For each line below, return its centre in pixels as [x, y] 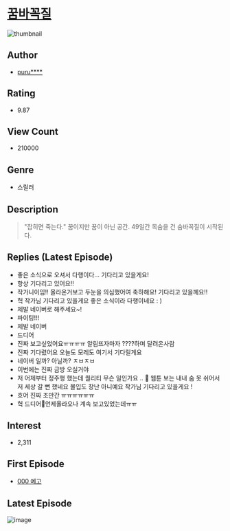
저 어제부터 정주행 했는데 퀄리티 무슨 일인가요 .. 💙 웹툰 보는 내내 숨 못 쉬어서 [118, 378]
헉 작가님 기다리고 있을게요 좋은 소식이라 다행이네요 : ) [90, 301]
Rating [21, 94]
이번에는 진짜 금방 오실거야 [53, 369]
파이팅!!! [28, 318]
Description [33, 209]
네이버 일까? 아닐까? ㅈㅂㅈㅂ [56, 360]
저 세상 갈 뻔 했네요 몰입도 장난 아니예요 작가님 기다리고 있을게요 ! [105, 387]
